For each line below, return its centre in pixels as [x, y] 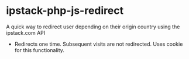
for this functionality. [39, 50]
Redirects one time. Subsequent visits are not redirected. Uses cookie [99, 44]
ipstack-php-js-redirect [65, 11]
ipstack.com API [26, 32]
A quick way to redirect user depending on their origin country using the [93, 27]
